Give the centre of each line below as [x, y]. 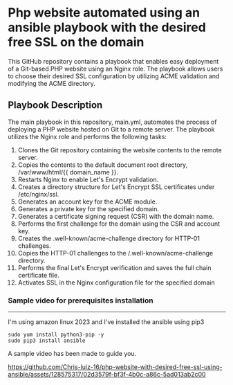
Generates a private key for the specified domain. [88, 208]
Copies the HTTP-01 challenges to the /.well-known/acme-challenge [115, 253]
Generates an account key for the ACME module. [87, 202]
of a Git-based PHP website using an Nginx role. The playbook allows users [115, 69]
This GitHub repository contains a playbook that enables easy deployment [113, 61]
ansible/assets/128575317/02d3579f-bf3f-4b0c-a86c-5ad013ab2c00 [107, 375]
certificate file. [38, 275]
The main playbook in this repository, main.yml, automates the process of [112, 122]
